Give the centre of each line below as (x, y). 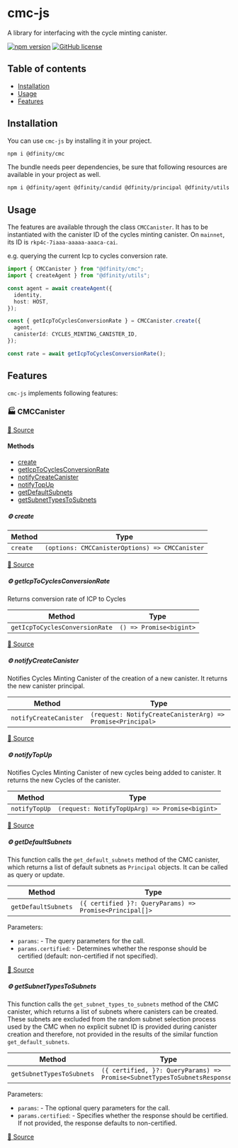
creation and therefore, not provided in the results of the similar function (113, 1034)
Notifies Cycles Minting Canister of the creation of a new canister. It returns (118, 678)
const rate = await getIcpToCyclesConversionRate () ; (87, 353)
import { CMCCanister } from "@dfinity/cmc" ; (75, 269)
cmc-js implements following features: (63, 393)
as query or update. (36, 874)
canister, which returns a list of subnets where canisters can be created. (113, 1012)
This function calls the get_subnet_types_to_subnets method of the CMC (113, 1004)
